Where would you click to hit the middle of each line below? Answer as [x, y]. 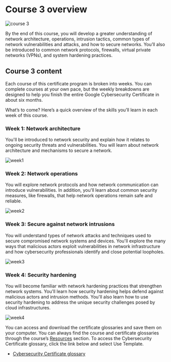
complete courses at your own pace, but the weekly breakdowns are [77, 89]
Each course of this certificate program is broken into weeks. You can [79, 83]
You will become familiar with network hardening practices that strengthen [84, 286]
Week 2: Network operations [42, 173]
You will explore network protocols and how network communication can [82, 185]
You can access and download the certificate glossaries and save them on [83, 327]
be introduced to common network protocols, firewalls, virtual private [78, 50]
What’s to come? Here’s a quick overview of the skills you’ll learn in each [82, 110]
